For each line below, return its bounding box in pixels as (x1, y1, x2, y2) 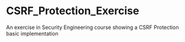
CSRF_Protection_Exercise (6, 4, 139, 18)
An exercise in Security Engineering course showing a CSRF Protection (6, 24, 179, 31)
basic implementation (6, 30, 59, 37)
